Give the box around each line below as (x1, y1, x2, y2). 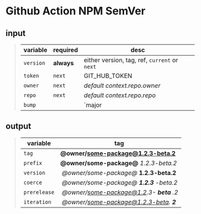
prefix (23, 159, 43, 166)
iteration (23, 198, 52, 205)
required (53, 46, 79, 54)
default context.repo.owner (83, 82, 161, 89)
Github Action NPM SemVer (5, 4, 146, 18)
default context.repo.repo (83, 91, 156, 100)
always (53, 59, 74, 67)
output (5, 121, 31, 131)
